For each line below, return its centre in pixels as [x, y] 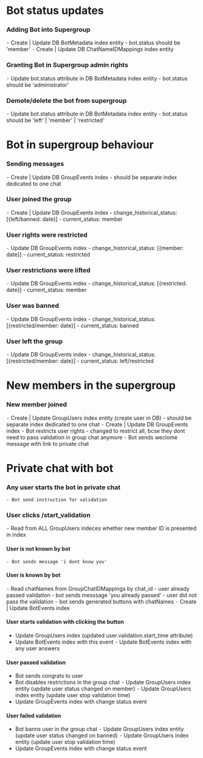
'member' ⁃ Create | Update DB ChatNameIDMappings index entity [90, 49]
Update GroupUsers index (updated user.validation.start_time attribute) [104, 635]
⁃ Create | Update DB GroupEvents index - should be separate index [92, 177]
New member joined [37, 405]
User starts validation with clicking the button [65, 622]
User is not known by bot [39, 549]
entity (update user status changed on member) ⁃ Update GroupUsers [103, 689]
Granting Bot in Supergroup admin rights [67, 65]
